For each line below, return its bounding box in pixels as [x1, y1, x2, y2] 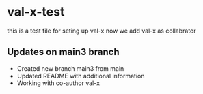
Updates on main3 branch [7, 46, 120, 58]
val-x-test [7, 4, 65, 20]
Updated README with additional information [16, 72, 145, 80]
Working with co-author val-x [16, 79, 100, 87]
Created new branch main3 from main [16, 64, 124, 72]
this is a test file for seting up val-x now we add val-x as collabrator [7, 27, 196, 35]
